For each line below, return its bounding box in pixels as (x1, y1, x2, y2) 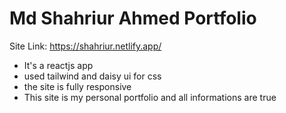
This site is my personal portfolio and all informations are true (23, 91, 277, 103)
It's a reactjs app (23, 59, 94, 71)
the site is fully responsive (23, 80, 132, 92)
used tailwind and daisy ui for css (23, 70, 162, 82)
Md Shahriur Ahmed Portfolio (9, 7, 257, 30)
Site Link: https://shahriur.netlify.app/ (9, 40, 162, 52)
